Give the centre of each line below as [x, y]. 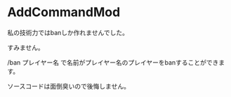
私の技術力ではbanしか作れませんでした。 [68, 32]
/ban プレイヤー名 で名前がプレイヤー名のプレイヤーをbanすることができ [113, 62]
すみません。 [26, 47]
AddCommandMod [64, 12]
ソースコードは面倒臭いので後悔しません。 [68, 86]
